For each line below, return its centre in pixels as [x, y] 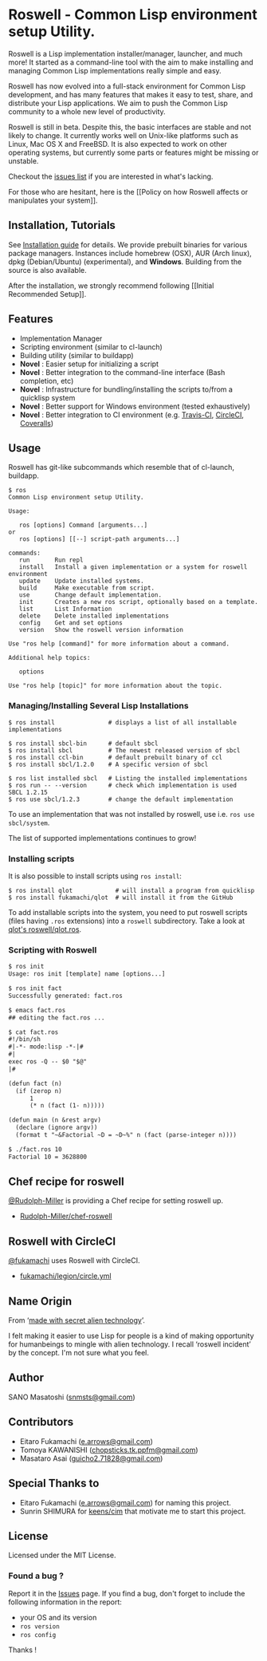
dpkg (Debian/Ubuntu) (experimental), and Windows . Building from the [125, 262]
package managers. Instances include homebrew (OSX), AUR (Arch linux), [130, 253]
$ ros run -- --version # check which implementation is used [123, 785]
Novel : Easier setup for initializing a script [89, 364]
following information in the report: [65, 1602]
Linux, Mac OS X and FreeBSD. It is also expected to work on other [118, 144]
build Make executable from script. [87, 588]
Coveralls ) [37, 423]
